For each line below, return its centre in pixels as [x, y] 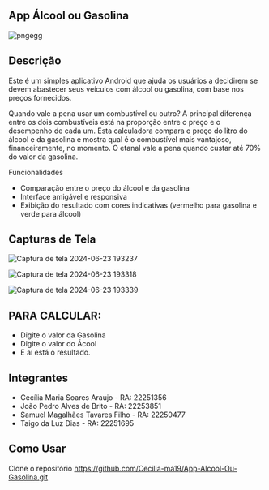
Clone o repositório [41, 468]
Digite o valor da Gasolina [63, 335]
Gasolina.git [28, 477]
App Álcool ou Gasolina [69, 16]
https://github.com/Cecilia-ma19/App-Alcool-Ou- [156, 468]
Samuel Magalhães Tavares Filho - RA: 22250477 [103, 415]
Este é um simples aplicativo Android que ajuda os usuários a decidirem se [133, 80]
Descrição [35, 61]
